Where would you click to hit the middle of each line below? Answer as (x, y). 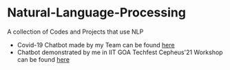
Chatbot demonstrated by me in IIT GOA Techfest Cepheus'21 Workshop (120, 52)
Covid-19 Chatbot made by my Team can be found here (96, 45)
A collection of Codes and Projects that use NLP (75, 32)
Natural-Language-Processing (96, 13)
